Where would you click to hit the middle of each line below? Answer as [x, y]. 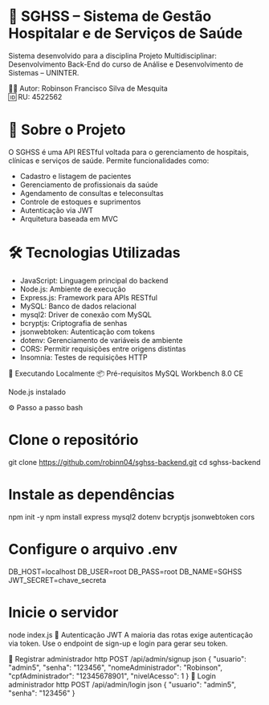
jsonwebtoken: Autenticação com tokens [87, 332]
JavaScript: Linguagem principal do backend [94, 280]
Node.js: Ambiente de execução [73, 289]
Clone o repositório [73, 440]
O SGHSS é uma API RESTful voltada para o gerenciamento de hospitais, [128, 152]
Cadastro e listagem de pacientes [75, 176]
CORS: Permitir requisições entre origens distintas [103, 348]
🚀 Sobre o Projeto [67, 130]
